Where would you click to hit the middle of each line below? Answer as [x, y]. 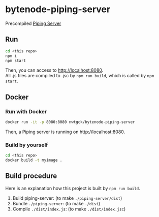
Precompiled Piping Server [33, 23]
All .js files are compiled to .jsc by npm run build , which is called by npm [80, 76]
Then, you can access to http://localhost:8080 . [54, 70]
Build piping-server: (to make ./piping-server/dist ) [67, 198]
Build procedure [31, 176]
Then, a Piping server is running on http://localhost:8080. [65, 132]
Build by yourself [27, 145]
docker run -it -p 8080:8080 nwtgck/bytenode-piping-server [70, 122]
